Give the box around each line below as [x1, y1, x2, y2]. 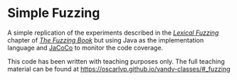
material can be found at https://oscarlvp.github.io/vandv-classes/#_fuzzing [7, 64, 231, 73]
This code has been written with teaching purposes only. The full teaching [7, 57, 226, 65]
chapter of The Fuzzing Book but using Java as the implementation [7, 35, 204, 44]
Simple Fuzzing [7, 5, 100, 21]
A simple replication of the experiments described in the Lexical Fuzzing [7, 28, 219, 37]
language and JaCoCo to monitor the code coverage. [7, 43, 164, 52]
